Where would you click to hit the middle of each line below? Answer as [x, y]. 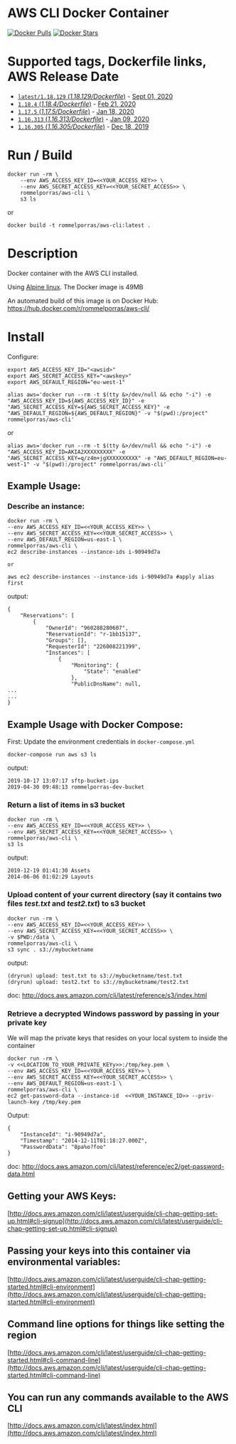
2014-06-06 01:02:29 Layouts [50, 877]
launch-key [23, 1102]
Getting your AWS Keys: [62, 1196]
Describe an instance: [46, 506]
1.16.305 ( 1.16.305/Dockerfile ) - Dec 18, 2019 [83, 127]
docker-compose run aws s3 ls [52, 755]
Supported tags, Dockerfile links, [107, 61]
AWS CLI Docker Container [88, 13]
